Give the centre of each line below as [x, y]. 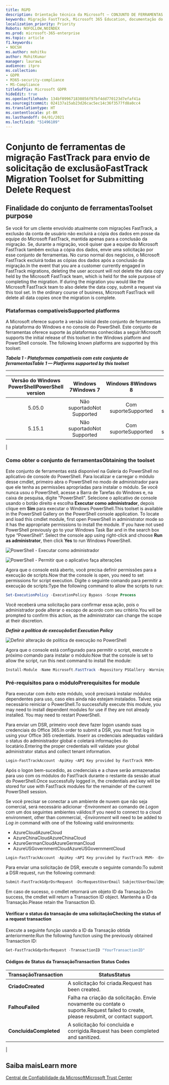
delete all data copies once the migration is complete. [61, 298]
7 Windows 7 [84, 390]
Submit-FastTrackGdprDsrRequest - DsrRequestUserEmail [63, 882]
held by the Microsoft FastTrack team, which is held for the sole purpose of [83, 276]
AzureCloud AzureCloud [37, 833]
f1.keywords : [19, 43]
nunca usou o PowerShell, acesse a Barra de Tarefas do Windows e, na [79, 493]
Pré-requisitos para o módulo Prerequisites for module [73, 683]
